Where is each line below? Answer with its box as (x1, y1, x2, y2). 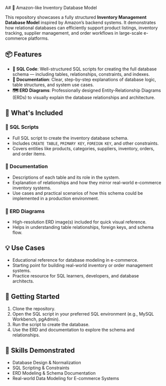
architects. (12, 278, 34, 284)
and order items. (12, 151, 46, 157)
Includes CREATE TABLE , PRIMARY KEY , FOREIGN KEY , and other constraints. (12, 140, 159, 146)
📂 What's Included (5, 109, 63, 117)
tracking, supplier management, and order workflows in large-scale (5, 30, 143, 36)
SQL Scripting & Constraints (12, 365, 69, 371)
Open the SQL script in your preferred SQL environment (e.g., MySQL (12, 311, 155, 317)
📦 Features (5, 50, 42, 59)
